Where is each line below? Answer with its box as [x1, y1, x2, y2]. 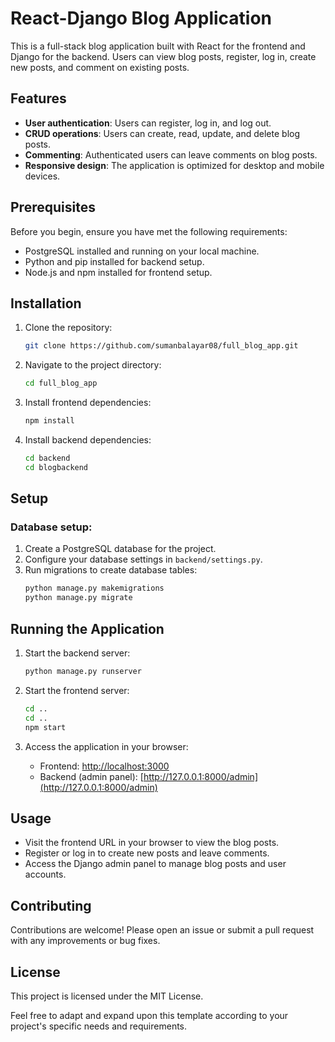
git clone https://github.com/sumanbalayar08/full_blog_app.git [24, 341, 299, 351]
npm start [24, 722, 67, 732]
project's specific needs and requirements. [10, 1020, 188, 1032]
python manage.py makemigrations [24, 583, 165, 594]
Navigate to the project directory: [24, 359, 162, 371]
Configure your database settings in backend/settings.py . [24, 553, 263, 566]
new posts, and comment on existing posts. [10, 61, 190, 73]
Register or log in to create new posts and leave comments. [24, 847, 270, 859]
